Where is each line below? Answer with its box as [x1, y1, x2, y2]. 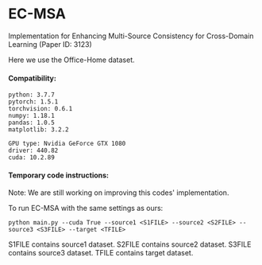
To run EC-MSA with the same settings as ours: [8, 204, 164, 213]
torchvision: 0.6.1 [8, 105, 73, 113]
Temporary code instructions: [8, 170, 110, 180]
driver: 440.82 [8, 146, 59, 155]
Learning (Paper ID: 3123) [8, 39, 93, 49]
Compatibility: [8, 73, 57, 83]
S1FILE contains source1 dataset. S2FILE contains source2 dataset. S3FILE [8, 240, 252, 249]
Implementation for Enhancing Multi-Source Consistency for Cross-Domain [8, 31, 254, 41]
